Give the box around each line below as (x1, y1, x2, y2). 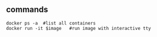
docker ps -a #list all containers (6, 20, 96, 26)
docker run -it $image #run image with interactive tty (6, 25, 151, 31)
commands (6, 5, 48, 15)
